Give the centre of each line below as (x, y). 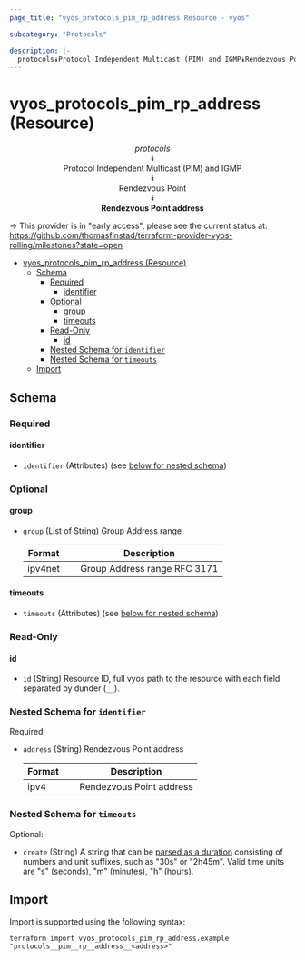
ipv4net (44, 568)
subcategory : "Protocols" (58, 34)
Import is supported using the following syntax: (98, 921)
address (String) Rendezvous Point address (103, 749)
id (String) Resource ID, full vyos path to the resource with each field (151, 679)
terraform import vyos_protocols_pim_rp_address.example (119, 938)
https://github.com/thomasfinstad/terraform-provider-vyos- (121, 235)
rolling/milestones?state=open (66, 245)
